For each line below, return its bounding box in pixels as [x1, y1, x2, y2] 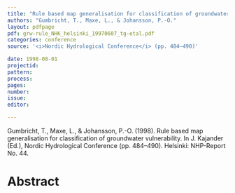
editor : [7, 101, 30, 109]
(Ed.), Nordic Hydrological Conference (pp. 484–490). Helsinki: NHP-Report [7, 142, 226, 149]
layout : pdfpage [7, 23, 55, 30]
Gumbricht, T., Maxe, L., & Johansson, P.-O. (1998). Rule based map [7, 127, 204, 135]
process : [7, 75, 33, 82]
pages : [7, 81, 27, 88]
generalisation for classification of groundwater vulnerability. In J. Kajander [7, 134, 224, 142]
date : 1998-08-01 [7, 55, 58, 63]
